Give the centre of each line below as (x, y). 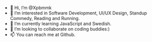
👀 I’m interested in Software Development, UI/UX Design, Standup (79, 13)
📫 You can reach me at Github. (43, 34)
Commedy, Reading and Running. (45, 18)
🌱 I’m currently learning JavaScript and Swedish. (61, 23)
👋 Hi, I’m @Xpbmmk (31, 8)
